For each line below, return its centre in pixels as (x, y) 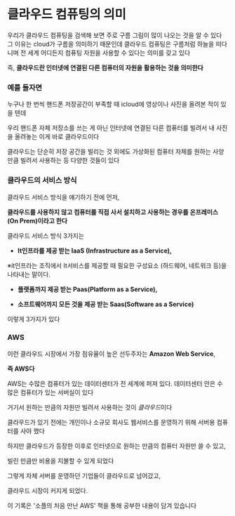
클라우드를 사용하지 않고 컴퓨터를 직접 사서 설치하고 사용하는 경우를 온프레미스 (113, 212)
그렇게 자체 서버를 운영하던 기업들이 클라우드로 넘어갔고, (84, 475)
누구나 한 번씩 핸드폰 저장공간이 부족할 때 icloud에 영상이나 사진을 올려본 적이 (113, 104)
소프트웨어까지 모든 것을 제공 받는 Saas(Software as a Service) (106, 304)
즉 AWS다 (21, 369)
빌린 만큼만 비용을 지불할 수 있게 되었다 (61, 461)
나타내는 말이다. (29, 274)
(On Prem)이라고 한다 (38, 220)
